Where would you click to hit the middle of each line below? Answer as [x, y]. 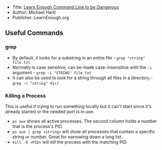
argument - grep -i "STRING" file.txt [52, 72]
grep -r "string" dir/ [35, 83]
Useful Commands [34, 33]
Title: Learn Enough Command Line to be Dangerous [65, 7]
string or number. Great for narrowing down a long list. [67, 137]
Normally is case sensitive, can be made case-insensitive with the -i [82, 67]
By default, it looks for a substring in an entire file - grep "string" [79, 58]
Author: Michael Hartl [34, 12]
